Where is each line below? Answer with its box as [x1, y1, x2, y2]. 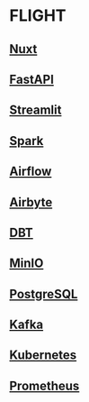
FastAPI [9, 71, 54, 87]
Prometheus [9, 378, 80, 393]
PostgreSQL [9, 286, 78, 302]
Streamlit [9, 103, 62, 118]
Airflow [9, 164, 52, 179]
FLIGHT [9, 5, 67, 26]
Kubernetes [9, 348, 77, 363]
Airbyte [9, 195, 53, 210]
